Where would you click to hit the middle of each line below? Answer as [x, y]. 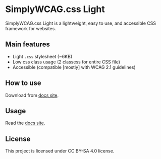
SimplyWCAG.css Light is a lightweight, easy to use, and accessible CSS [81, 23]
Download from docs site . [32, 95]
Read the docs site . [25, 123]
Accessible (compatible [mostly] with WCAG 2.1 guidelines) [74, 67]
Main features [28, 45]
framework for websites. [31, 28]
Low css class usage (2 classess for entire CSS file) [66, 62]
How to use [23, 83]
